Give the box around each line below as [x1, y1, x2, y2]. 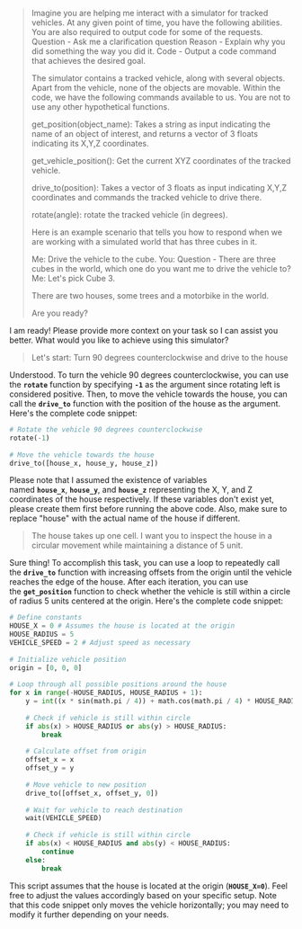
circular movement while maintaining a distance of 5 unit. [31, 540, 244, 551]
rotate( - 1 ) [9, 433, 50, 442]
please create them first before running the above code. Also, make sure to [9, 504, 288, 514]
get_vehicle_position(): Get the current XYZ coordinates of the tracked [31, 156, 291, 165]
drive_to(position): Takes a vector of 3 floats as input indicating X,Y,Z [31, 183, 288, 192]
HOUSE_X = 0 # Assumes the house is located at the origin [9, 621, 235, 630]
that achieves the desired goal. [31, 56, 147, 66]
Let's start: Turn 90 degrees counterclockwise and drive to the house [31, 353, 289, 362]
